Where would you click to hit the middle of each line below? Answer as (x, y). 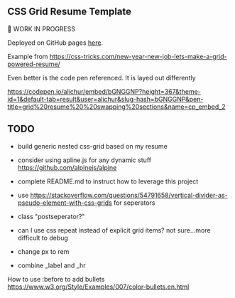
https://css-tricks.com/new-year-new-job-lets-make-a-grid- (138, 56)
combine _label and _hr (52, 265)
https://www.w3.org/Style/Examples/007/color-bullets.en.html (98, 287)
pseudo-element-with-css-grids (65, 203)
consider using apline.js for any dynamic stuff (84, 160)
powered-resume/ (34, 64)
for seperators (134, 203)
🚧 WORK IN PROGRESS (42, 28)
